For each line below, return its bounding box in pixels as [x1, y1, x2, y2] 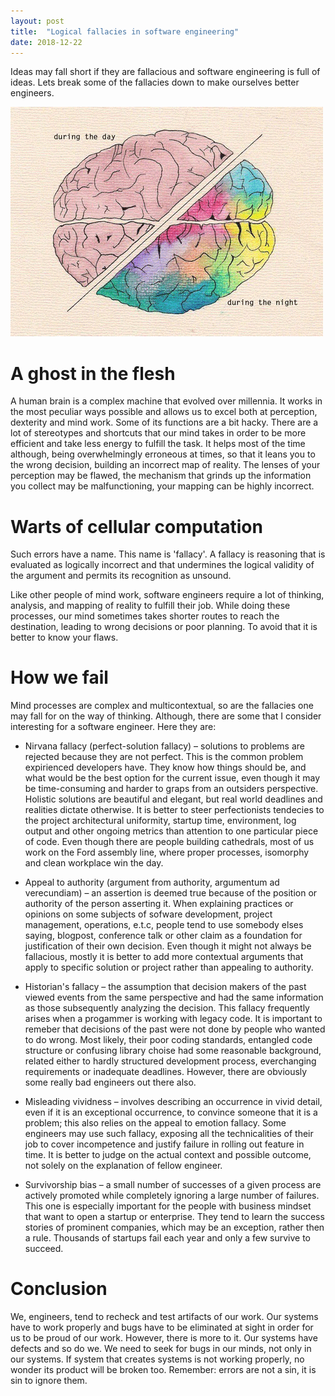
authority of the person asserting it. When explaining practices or [24, 898, 294, 910]
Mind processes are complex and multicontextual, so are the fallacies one [10, 700, 314, 712]
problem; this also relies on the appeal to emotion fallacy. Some [24, 1117, 287, 1129]
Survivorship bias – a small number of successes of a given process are [24, 1179, 322, 1191]
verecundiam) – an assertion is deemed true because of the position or [24, 887, 318, 899]
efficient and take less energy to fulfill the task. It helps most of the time [10, 438, 306, 450]
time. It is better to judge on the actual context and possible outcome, [24, 1149, 312, 1161]
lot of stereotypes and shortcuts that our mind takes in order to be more [10, 427, 307, 439]
